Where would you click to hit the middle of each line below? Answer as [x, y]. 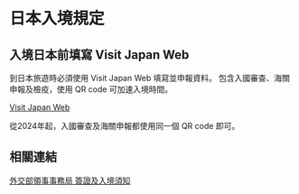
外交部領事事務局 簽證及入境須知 [70, 180]
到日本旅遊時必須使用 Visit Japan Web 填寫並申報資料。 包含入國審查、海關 [150, 78]
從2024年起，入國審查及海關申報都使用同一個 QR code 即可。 [125, 126]
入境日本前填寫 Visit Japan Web [99, 55]
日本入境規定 [57, 18]
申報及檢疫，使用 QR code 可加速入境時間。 [91, 89]
